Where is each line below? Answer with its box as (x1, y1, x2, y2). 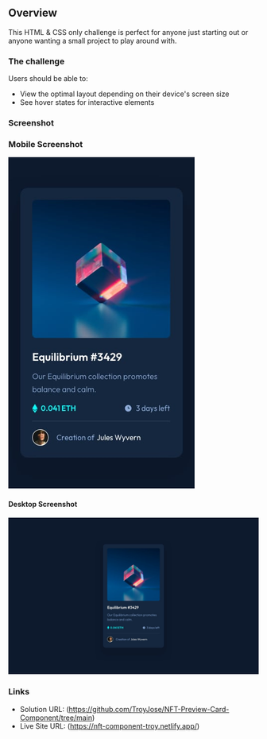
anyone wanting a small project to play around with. (8, 36, 177, 45)
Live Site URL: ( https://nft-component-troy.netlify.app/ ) (19, 721, 200, 730)
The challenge (8, 56, 65, 67)
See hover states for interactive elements (19, 98, 155, 107)
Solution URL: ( (19, 704, 69, 714)
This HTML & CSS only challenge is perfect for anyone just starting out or (8, 27, 249, 37)
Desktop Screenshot (8, 499, 78, 509)
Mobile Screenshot (8, 138, 83, 149)
